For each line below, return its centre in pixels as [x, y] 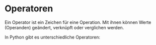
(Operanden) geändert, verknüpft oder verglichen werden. [64, 27]
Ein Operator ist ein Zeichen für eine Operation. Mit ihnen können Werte [78, 22]
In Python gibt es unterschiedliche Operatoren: [52, 37]
